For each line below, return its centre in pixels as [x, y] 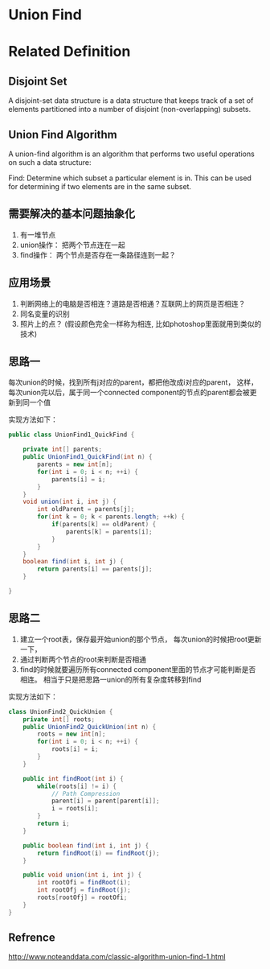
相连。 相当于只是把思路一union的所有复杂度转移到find [110, 679]
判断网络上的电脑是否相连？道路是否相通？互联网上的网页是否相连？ [133, 303]
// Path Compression [86, 794]
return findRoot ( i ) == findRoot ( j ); [98, 853]
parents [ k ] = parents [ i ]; [109, 532]
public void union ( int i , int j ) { [82, 875]
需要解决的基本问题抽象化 [72, 214]
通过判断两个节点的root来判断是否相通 [83, 659]
